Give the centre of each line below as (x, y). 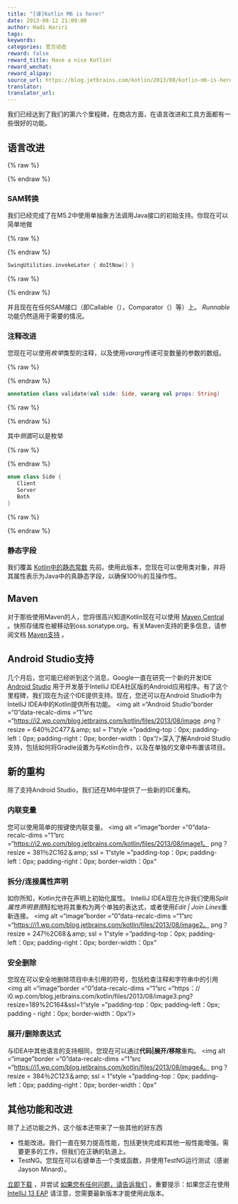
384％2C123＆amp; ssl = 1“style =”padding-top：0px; (111, 1076)
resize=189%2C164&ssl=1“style (53, 1005)
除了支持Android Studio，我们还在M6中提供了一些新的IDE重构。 (101, 790)
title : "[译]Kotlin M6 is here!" (56, 14)
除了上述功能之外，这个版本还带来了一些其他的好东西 (85, 1128)
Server (27, 491)
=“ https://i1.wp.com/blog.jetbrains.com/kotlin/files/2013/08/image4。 (109, 1067)
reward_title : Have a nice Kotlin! (60, 60)
